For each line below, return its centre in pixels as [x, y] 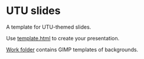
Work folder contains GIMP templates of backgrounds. [72, 49]
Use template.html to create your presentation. [63, 38]
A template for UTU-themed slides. [49, 27]
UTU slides [33, 11]
